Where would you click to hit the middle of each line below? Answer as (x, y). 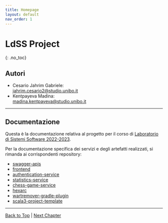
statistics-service (30, 179)
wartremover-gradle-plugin (40, 195)
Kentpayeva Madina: (33, 96)
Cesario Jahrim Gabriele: (38, 85)
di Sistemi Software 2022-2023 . (38, 139)
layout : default (22, 14)
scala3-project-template (37, 201)
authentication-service (36, 174)
